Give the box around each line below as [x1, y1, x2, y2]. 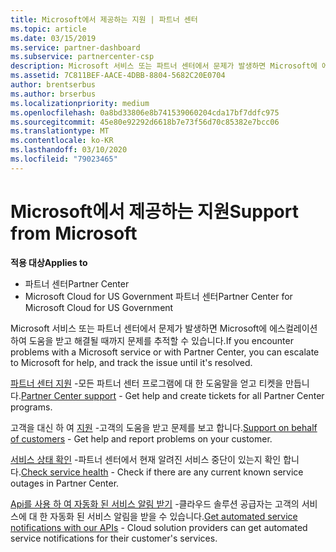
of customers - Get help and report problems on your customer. [10, 432, 273, 445]
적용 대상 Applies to [10, 256, 88, 268]
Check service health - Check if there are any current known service [20, 466, 304, 478]
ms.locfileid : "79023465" [10, 154, 118, 164]
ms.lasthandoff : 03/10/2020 [10, 145, 128, 155]
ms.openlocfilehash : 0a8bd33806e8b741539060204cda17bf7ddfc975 [10, 107, 280, 118]
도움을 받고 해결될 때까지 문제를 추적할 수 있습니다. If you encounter [28, 334, 294, 346]
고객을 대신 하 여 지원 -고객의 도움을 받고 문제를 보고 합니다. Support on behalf [10, 421, 318, 433]
